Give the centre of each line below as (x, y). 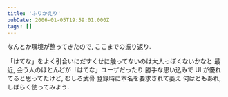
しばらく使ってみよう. (38, 87)
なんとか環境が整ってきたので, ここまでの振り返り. (79, 47)
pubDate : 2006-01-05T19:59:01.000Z (58, 20)
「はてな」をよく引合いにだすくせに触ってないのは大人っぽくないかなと (110, 61)
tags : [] (20, 26)
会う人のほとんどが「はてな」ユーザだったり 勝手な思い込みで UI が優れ (119, 70)
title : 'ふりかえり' (34, 13)
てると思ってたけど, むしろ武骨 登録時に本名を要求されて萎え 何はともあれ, (114, 78)
